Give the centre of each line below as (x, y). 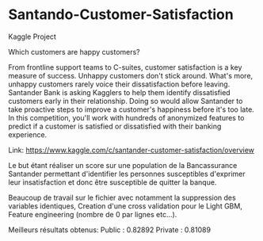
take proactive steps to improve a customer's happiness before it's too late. (131, 109)
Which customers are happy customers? (74, 52)
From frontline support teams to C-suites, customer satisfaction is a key (125, 67)
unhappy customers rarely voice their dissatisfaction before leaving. (119, 84)
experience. (28, 134)
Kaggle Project (32, 36)
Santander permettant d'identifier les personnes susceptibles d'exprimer (127, 174)
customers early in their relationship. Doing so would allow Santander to (126, 101)
